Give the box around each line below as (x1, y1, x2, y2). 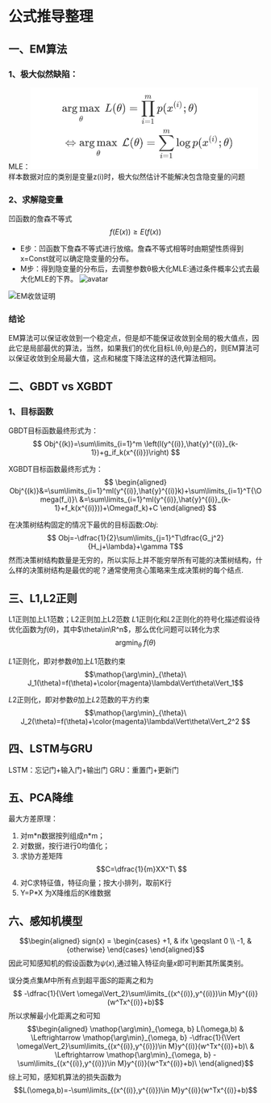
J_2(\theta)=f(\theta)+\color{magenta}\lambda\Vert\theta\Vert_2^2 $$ (20, 716, 251, 726)
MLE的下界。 (34, 274, 78, 284)
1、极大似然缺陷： (8, 68, 78, 79)
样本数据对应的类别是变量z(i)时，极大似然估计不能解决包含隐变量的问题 (8, 172, 246, 181)
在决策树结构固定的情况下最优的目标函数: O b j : (8, 520, 159, 530)
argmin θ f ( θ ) (115, 637, 156, 649)
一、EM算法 (8, 42, 68, 56)
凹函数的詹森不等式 (8, 214, 73, 223)
